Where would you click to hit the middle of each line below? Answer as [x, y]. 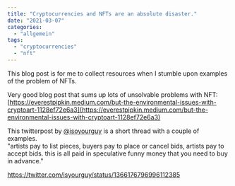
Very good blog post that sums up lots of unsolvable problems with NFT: [113, 94]
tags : [15, 40]
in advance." [25, 161]
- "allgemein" [34, 34]
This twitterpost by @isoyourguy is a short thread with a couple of [103, 131]
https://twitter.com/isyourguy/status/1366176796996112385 [94, 175]
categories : [25, 27]
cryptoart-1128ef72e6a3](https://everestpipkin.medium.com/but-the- [108, 110]
